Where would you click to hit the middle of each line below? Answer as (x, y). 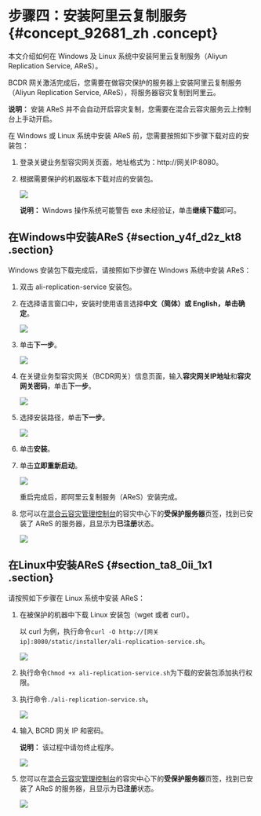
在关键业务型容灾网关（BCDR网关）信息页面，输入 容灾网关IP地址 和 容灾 (135, 376)
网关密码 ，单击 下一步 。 (57, 386)
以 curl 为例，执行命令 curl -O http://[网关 (89, 631)
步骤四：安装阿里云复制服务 (98, 16)
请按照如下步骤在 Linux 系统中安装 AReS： (76, 598)
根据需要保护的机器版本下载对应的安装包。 (88, 178)
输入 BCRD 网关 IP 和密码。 (63, 730)
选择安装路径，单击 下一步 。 (64, 417)
